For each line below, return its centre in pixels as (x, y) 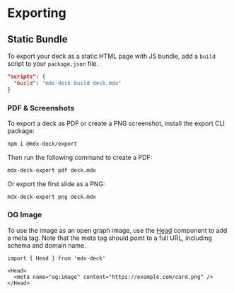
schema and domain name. (47, 245)
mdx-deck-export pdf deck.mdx (52, 170)
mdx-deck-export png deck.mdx (52, 197)
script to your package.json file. (53, 64)
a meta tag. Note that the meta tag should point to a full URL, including (110, 238)
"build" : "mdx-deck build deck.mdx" (68, 83)
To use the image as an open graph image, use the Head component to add (117, 230)
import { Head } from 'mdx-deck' (57, 258)
